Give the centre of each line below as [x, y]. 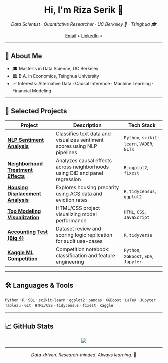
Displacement [24, 193]
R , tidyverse [138, 235]
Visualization [24, 217]
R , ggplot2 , [136, 167]
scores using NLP [76, 146]
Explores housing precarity [87, 187]
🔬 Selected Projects [36, 111]
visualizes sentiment [80, 140]
